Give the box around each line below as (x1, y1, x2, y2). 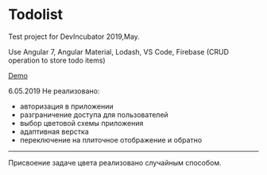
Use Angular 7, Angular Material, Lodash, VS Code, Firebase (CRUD (8, 47, 229, 56)
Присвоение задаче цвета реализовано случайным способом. (8, 158, 222, 167)
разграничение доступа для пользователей (19, 109, 168, 120)
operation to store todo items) (8, 55, 106, 65)
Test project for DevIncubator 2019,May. (8, 32, 141, 41)
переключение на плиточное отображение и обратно (19, 135, 203, 144)
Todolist (8, 6, 64, 24)
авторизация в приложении (19, 101, 114, 111)
